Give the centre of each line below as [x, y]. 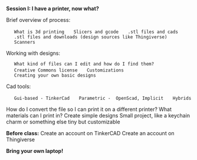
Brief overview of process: [38, 20]
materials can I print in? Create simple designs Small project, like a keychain [98, 115]
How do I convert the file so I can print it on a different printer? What [89, 109]
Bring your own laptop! [35, 151]
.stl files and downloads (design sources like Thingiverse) [91, 37]
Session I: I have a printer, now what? [52, 9]
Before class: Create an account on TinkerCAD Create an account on [91, 133]
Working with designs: [33, 53]
